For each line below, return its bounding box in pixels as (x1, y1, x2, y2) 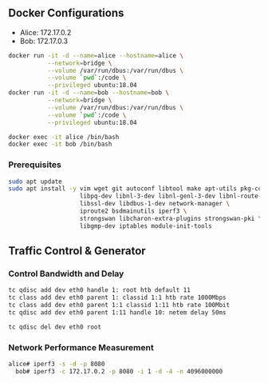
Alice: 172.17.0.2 (19, 27, 72, 37)
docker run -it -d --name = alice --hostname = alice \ (8, 51, 183, 59)
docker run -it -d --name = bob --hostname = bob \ (8, 89, 170, 97)
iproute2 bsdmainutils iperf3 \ (79, 207, 187, 215)
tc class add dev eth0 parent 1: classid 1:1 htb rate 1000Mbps (8, 293, 227, 302)
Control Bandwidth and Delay (8, 268, 124, 279)
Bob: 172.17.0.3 (19, 36, 69, 46)
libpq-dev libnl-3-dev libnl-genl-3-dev (79, 192, 216, 201)
